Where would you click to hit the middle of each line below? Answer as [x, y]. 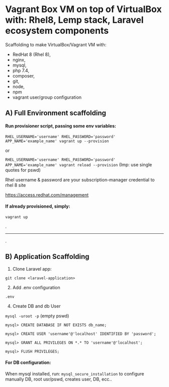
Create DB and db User [36, 306]
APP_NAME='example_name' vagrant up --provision [57, 141]
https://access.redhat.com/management [47, 195]
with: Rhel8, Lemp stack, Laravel [74, 20]
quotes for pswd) [23, 170]
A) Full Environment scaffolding [56, 113]
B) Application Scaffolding [47, 257]
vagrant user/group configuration [47, 97]
